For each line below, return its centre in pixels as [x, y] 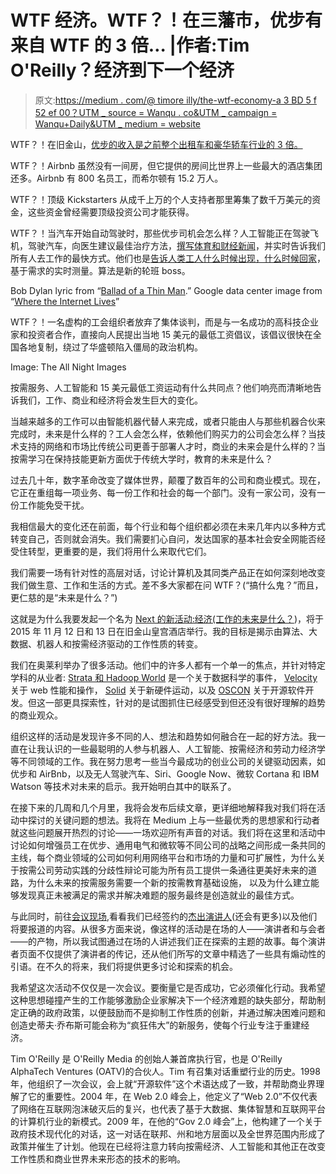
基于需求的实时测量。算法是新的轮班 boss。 [100, 270]
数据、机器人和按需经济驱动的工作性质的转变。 [106, 643]
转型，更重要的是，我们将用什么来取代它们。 [119, 551]
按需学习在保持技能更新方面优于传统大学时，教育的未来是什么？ [141, 458]
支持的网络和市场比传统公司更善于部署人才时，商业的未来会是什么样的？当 [172, 446]
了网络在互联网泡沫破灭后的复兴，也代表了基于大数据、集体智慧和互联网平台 [168, 1108]
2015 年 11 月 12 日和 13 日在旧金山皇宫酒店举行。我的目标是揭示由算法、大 [164, 631]
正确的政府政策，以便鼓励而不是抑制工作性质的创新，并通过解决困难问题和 [172, 1012]
